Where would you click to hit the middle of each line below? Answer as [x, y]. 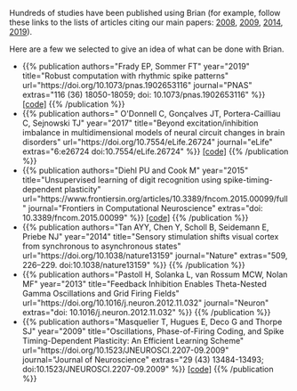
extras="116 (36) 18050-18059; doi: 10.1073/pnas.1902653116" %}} [144, 94]
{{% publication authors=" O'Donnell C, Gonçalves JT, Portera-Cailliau [151, 114]
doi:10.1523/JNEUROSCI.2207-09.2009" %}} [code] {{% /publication [148, 369]
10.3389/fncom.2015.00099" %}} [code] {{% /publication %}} [135, 218]
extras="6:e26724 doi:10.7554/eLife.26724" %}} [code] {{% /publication [155, 151]
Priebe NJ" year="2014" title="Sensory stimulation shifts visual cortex [150, 236]
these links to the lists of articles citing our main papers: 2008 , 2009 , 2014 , [146, 22]
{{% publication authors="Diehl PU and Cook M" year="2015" [135, 170]
